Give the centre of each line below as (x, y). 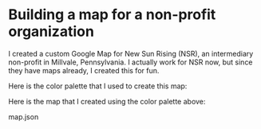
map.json (24, 116)
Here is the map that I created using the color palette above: (107, 101)
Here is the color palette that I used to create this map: (98, 86)
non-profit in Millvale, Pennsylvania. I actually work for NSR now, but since (130, 62)
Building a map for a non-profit (112, 15)
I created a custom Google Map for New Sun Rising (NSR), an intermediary (131, 53)
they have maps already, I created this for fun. (84, 70)
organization (51, 31)
